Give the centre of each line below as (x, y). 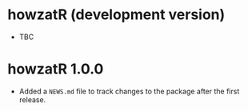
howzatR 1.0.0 (56, 69)
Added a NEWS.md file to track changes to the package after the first (129, 91)
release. (32, 99)
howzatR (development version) (116, 15)
